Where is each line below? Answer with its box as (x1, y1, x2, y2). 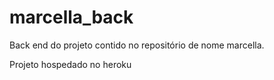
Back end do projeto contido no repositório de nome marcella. (9, 39, 265, 51)
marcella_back (9, 6, 134, 29)
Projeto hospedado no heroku (9, 58, 132, 70)
